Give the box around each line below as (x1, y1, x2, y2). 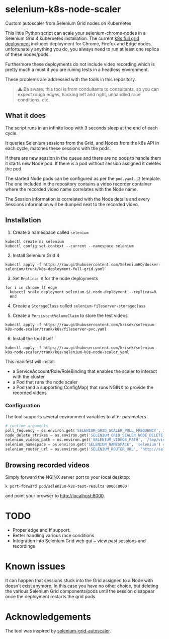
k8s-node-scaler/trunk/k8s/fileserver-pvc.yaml (5, 327, 107, 332)
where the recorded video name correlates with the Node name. (5, 186, 138, 192)
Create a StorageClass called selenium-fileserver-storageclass (12, 302, 146, 308)
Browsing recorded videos (5, 461, 90, 469)
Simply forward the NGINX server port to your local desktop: (5, 474, 131, 480)
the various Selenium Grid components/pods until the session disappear (5, 588, 155, 594)
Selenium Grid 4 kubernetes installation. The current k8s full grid (5, 35, 139, 41)
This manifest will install (5, 358, 55, 364)
